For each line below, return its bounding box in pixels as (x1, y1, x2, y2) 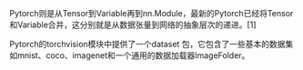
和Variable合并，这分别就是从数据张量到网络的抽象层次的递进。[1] (9, 19, 257, 30)
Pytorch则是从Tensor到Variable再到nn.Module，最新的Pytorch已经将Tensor (9, 8, 294, 18)
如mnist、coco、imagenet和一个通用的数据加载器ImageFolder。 (9, 50, 250, 61)
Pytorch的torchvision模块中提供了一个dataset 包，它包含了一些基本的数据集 (9, 39, 294, 49)
